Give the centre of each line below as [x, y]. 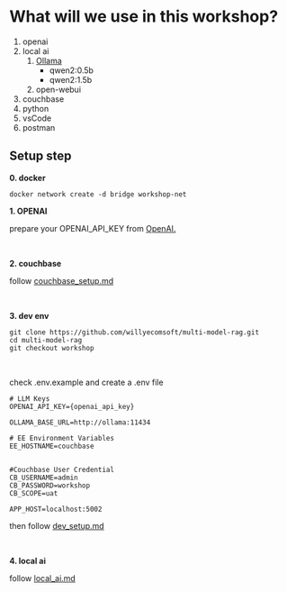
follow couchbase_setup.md [62, 280]
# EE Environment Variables [62, 438]
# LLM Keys [30, 398]
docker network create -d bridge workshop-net [98, 194]
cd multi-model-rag [46, 340]
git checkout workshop [52, 348]
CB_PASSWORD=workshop [50, 485]
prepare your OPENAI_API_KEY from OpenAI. [93, 228]
